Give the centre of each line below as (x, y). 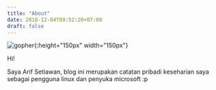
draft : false (26, 26)
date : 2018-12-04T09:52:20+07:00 (55, 20)
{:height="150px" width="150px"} (81, 46)
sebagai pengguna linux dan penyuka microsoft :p (78, 79)
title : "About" (29, 13)
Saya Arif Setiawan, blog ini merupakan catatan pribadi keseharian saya (108, 72)
